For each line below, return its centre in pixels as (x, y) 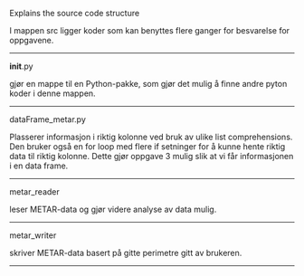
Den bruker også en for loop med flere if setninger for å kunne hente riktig (147, 147)
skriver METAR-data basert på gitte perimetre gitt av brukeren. (126, 253)
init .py (21, 66)
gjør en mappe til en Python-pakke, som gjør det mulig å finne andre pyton (148, 84)
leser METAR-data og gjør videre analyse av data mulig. (113, 209)
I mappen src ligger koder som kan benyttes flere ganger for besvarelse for (150, 30)
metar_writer (33, 235)
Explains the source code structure (75, 13)
